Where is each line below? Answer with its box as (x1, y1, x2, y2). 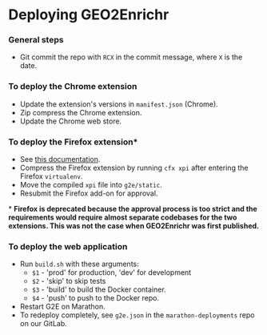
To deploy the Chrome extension (8, 81, 137, 92)
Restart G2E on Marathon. (19, 302, 106, 312)
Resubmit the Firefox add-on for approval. (19, 188, 158, 198)
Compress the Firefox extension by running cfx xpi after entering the (19, 163, 249, 173)
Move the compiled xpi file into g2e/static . (19, 180, 162, 190)
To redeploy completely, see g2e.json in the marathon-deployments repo (19, 310, 255, 320)
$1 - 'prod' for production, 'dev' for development (31, 268, 192, 277)
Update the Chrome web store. (19, 116, 122, 126)
